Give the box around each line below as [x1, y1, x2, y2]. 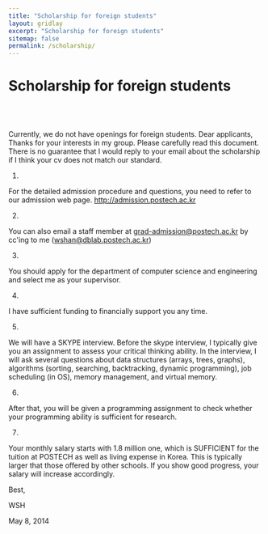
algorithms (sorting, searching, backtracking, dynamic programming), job [8, 363, 252, 373]
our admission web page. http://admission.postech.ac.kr [8, 195, 196, 205]
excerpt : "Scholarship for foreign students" [8, 27, 164, 35]
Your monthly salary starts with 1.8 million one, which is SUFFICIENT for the [8, 443, 260, 453]
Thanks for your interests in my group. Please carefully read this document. [8, 138, 260, 148]
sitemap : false [8, 34, 60, 43]
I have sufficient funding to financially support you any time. [8, 307, 208, 316]
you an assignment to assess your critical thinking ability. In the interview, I [8, 346, 257, 356]
